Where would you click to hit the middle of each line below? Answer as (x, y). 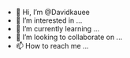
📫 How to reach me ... (52, 46)
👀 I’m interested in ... (49, 20)
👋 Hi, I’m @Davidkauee (53, 12)
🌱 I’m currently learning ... (58, 29)
